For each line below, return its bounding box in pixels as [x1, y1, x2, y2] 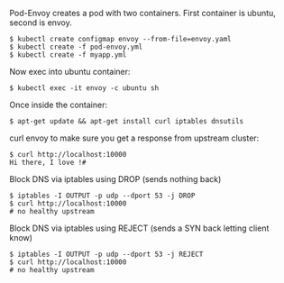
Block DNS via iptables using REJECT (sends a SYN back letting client [9, 223, 270, 233]
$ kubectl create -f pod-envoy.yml [9, 42, 143, 51]
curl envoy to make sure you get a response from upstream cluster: [9, 132, 260, 143]
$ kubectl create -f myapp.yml [9, 50, 127, 59]
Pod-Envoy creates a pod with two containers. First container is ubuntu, [9, 8, 277, 18]
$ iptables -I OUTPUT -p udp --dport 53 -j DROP [9, 191, 196, 200]
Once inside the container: [9, 99, 108, 110]
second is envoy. [9, 17, 72, 28]
